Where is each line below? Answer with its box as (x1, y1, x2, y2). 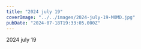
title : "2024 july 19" (6, 8, 63, 15)
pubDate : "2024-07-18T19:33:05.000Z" (6, 20, 101, 26)
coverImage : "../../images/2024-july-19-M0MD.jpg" (6, 14, 136, 20)
